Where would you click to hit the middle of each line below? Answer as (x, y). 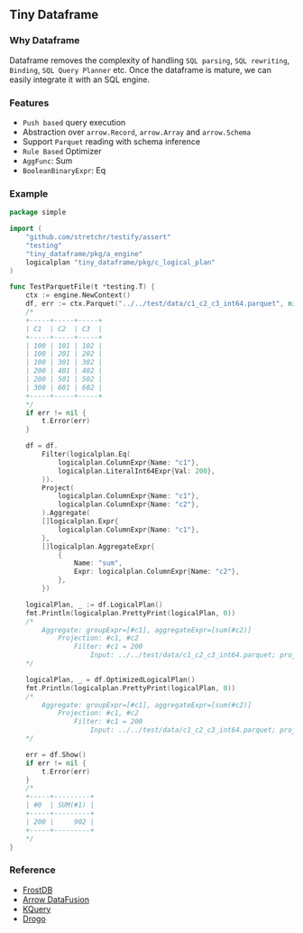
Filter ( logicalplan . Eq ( (86, 455)
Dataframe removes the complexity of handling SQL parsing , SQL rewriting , (150, 60)
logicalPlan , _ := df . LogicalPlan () (95, 605)
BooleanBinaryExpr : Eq (64, 170)
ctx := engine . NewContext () (78, 296)
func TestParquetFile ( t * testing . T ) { (82, 287)
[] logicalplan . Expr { (80, 522)
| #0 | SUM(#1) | (60, 805)
